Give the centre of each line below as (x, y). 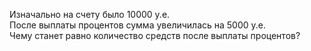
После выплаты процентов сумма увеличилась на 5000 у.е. (138, 25)
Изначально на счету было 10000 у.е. (90, 14)
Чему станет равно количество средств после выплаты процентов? (155, 35)
